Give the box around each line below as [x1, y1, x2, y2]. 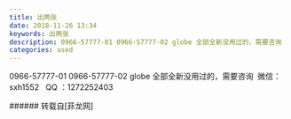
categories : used [9, 46, 74, 55]
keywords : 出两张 [9, 29, 69, 38]
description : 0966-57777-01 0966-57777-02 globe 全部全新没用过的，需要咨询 [9, 37, 282, 47]
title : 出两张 [9, 12, 58, 22]
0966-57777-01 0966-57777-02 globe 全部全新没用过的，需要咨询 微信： [9, 71, 281, 82]
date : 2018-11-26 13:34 [9, 21, 98, 30]
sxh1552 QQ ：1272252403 [9, 82, 114, 93]
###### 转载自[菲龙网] [9, 100, 94, 111]
